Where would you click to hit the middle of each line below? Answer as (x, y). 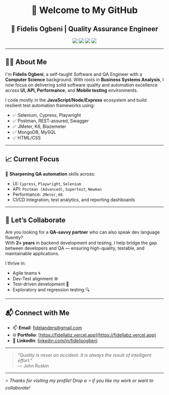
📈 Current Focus (32, 159)
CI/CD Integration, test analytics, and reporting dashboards (74, 200)
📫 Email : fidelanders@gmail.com (47, 328)
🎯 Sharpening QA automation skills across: (50, 174)
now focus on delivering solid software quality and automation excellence (81, 85)
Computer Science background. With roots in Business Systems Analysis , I (84, 80)
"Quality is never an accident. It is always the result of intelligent (84, 355)
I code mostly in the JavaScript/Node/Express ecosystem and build (76, 100)
